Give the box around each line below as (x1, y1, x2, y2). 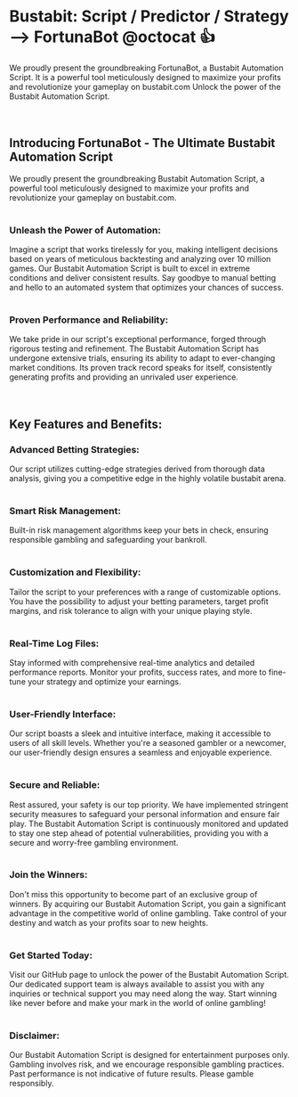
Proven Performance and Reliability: (9, 314, 169, 326)
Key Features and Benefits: (9, 416, 163, 431)
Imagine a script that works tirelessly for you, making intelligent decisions (9, 244, 278, 255)
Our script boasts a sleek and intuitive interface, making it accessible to (9, 728, 271, 739)
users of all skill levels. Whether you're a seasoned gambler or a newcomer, (9, 738, 286, 749)
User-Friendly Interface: (9, 708, 117, 720)
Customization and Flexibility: (9, 566, 141, 578)
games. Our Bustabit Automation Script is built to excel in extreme (9, 263, 251, 274)
